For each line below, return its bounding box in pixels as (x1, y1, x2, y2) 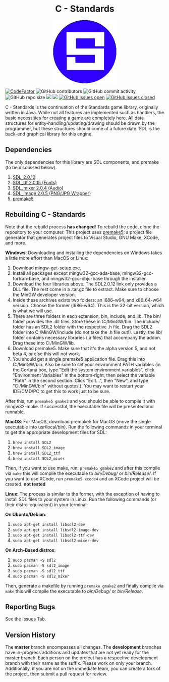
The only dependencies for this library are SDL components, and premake (5, 159, 159, 165)
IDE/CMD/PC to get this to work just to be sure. (12, 388, 110, 394)
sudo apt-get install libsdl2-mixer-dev (12, 538, 99, 543)
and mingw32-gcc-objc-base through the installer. (41, 275, 147, 281)
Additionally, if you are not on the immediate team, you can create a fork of (5, 665, 161, 672)
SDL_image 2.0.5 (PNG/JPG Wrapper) (12, 190, 91, 196)
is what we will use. (12, 308, 53, 314)
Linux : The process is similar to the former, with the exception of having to (5, 491, 160, 497)
